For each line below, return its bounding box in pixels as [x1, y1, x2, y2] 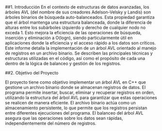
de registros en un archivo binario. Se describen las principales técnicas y [5, 50, 153, 56]
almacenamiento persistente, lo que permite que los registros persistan [5, 105, 147, 111]
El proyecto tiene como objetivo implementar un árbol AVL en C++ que [5, 79, 146, 85]
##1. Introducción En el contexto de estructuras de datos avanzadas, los [5, 4, 149, 10]
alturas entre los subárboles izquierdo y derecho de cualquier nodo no [5, 25, 146, 30]
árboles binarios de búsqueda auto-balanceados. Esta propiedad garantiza [5, 15, 155, 20]
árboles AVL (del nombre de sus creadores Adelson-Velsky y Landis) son [5, 9, 151, 15]
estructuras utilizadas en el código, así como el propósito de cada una [5, 56, 146, 61]
